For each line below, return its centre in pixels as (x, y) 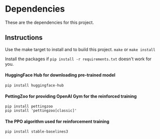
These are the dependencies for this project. (49, 22)
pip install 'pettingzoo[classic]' (41, 111)
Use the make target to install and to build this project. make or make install (80, 49)
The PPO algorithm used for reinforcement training (57, 121)
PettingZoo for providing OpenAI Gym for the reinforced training (71, 96)
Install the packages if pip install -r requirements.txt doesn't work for (78, 59)
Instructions (24, 38)
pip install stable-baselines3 (37, 132)
